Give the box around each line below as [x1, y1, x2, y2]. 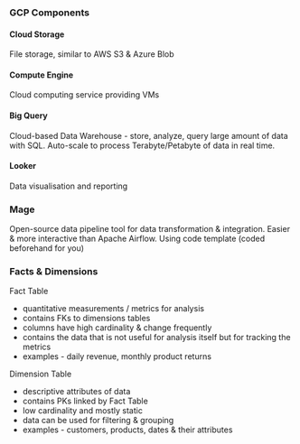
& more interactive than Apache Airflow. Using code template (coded [9, 233, 266, 245]
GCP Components [9, 6, 90, 19]
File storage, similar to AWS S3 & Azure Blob [9, 49, 174, 60]
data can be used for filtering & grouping [22, 415, 174, 426]
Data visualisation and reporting [9, 180, 128, 191]
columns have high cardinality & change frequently [22, 322, 212, 333]
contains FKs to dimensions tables [22, 313, 151, 324]
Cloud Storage [9, 29, 65, 40]
